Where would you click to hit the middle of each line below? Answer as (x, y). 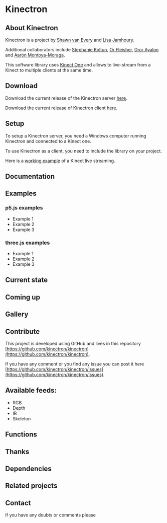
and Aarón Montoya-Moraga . (35, 55)
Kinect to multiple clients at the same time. (49, 70)
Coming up (23, 297)
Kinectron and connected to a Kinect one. (48, 141)
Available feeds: (31, 390)
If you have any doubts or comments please (51, 515)
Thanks (17, 452)
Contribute (23, 331)
